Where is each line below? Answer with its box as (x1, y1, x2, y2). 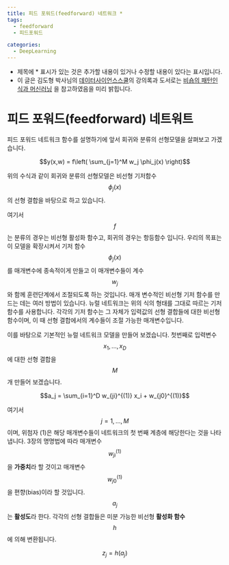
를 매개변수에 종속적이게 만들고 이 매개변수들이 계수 (7, 266, 144, 274)
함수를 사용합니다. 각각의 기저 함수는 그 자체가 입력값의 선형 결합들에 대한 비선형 (7, 308, 221, 316)
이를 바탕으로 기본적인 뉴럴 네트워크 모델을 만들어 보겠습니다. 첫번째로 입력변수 (7, 330, 217, 339)
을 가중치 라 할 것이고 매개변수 (7, 462, 86, 470)
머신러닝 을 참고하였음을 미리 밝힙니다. (29, 85, 133, 93)
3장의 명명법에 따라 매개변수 (27, 437, 103, 446)
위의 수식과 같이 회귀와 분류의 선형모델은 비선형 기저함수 (7, 171, 157, 180)
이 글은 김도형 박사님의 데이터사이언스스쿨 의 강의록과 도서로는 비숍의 (16, 76, 200, 84)
